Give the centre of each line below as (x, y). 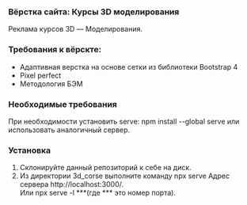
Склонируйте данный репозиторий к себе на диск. (105, 168)
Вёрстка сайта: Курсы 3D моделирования (94, 12)
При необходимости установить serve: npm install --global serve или (124, 121)
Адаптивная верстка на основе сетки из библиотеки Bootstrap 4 (129, 66)
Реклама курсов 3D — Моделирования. (75, 29)
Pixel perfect (40, 75)
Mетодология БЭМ (51, 84)
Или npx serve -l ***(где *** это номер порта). (98, 193)
